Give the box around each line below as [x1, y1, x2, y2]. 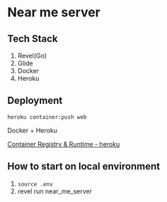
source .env [17, 181, 53, 188]
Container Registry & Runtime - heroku [7, 139, 120, 148]
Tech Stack [7, 33, 58, 45]
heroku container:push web [7, 113, 87, 121]
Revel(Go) [17, 51, 47, 60]
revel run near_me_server [17, 186, 93, 196]
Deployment [7, 95, 63, 107]
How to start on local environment [7, 161, 161, 173]
